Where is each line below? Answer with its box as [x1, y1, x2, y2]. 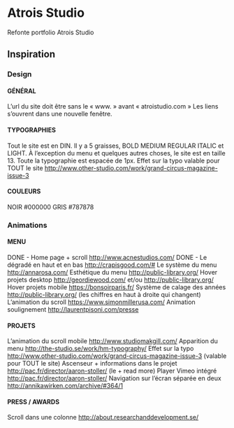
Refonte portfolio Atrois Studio [7, 28, 94, 36]
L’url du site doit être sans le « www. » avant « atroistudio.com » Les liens [7, 102, 219, 111]
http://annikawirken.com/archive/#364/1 [7, 382, 124, 390]
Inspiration [7, 48, 56, 60]
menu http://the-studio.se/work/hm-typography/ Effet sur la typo [7, 345, 194, 353]
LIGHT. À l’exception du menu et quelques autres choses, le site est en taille [7, 149, 226, 157]
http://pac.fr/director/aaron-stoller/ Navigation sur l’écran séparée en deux [7, 374, 221, 382]
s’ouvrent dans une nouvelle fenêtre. [7, 110, 113, 118]
